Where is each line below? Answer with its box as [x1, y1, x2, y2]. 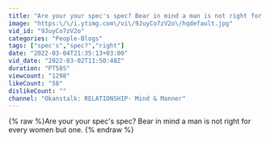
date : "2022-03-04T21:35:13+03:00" [8, 49, 129, 57]
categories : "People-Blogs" [8, 34, 103, 43]
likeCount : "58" [8, 79, 63, 87]
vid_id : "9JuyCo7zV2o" [8, 27, 85, 35]
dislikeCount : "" [8, 86, 67, 95]
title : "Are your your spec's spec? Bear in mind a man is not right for [8, 11, 263, 20]
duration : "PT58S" [8, 65, 70, 73]
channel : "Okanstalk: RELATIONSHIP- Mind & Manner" [8, 94, 186, 102]
